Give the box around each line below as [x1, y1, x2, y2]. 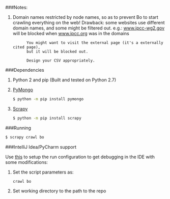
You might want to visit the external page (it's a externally [26, 40, 164, 45]
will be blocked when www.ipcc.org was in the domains [12, 31, 130, 36]
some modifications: [5, 159, 48, 165]
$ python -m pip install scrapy [12, 116, 81, 121]
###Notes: [5, 5, 28, 10]
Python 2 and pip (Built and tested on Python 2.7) [12, 77, 117, 83]
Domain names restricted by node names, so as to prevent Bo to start [12, 14, 159, 20]
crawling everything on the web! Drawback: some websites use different [12, 20, 165, 25]
